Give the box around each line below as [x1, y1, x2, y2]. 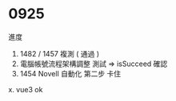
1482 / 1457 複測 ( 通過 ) [19, 49, 100, 58]
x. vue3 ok [8, 84, 43, 94]
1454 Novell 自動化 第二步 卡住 [19, 68, 122, 78]
